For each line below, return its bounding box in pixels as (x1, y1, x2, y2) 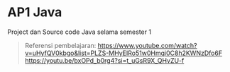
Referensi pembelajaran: (24, 41, 97, 49)
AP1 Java (7, 4, 62, 20)
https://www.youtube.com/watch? (97, 41, 197, 49)
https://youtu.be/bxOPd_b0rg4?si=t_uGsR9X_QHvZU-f (24, 56, 185, 64)
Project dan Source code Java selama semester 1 (7, 28, 151, 36)
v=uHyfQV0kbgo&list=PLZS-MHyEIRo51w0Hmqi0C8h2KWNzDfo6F (24, 49, 222, 57)
